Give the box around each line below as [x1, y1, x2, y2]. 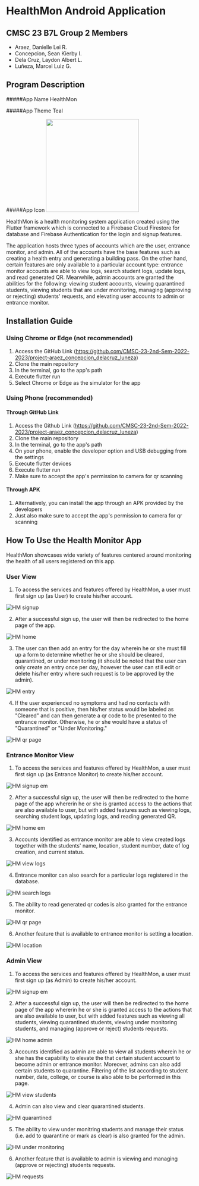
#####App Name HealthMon [6, 95, 77, 102]
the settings [14, 453, 45, 460]
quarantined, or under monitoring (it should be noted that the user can [14, 657, 187, 664]
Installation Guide [6, 316, 73, 327]
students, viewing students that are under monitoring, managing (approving [6, 286, 191, 293]
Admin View [6, 956, 42, 965]
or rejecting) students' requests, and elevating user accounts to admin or [6, 293, 185, 300]
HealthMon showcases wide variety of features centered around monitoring [6, 551, 192, 559]
